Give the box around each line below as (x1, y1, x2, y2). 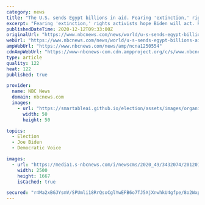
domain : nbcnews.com (12, 94, 64, 100)
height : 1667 (17, 173, 51, 179)
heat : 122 (6, 65, 32, 72)
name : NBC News (12, 88, 51, 95)
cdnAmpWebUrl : (6, 49, 43, 55)
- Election (12, 133, 40, 140)
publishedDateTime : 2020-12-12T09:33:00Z (6, 26, 113, 32)
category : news (6, 9, 45, 15)
